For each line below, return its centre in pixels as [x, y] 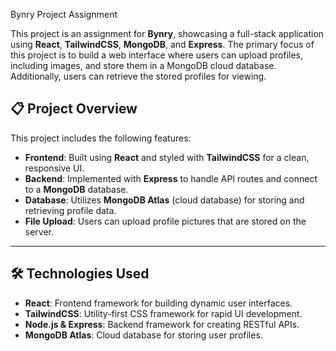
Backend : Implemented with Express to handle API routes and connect [171, 178]
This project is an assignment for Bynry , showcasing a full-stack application [167, 33]
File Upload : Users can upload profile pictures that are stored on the [165, 221]
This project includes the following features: [101, 138]
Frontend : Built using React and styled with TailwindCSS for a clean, [167, 157]
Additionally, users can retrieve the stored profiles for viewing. [138, 76]
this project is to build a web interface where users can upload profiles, [157, 55]
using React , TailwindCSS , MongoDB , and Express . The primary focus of [162, 44]
